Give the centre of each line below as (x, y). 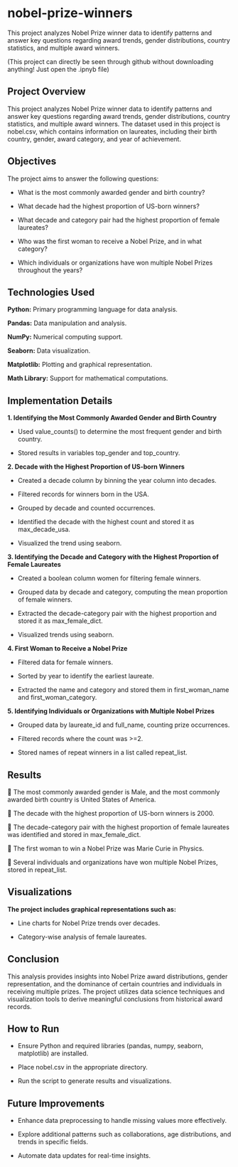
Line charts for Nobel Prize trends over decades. (89, 923)
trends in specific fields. (53, 1142)
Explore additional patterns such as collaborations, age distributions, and (124, 1134)
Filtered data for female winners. (65, 662)
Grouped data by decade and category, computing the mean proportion (123, 592)
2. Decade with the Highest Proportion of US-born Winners (96, 467)
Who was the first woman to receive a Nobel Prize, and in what (110, 241)
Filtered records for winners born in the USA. (83, 494)
